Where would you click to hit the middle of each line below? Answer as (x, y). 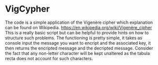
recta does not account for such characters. (49, 58)
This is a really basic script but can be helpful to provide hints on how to (77, 32)
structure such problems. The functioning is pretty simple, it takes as (74, 38)
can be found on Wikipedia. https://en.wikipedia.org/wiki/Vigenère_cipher (79, 27)
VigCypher (27, 9)
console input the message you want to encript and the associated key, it (78, 43)
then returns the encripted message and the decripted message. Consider (79, 48)
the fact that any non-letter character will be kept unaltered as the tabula (78, 53)
